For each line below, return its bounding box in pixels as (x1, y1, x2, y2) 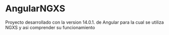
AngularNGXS (5, 3, 66, 14)
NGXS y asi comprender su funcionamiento (5, 24, 95, 30)
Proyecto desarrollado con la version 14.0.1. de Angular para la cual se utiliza (5, 19, 164, 25)
